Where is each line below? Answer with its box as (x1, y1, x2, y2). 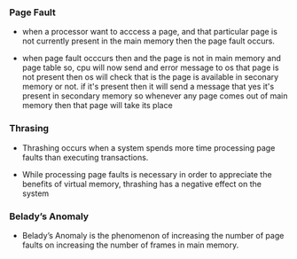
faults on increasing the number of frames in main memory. (21, 239, 239, 250)
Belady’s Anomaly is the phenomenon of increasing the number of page (21, 230, 285, 240)
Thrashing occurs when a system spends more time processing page (21, 142, 276, 153)
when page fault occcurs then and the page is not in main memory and (21, 53, 282, 64)
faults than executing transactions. (21, 152, 149, 162)
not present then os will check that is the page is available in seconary (21, 72, 279, 82)
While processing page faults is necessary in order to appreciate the (21, 169, 272, 179)
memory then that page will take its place (21, 100, 173, 111)
